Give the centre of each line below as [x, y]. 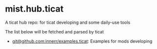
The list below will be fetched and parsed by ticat [54, 32]
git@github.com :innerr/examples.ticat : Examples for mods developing [82, 41]
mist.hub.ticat [34, 9]
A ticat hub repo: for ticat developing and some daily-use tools [68, 22]
